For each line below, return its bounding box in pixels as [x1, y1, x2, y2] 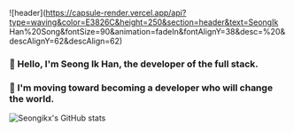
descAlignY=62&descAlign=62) [9, 35, 123, 46]
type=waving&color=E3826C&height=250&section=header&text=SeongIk [9, 17, 279, 27]
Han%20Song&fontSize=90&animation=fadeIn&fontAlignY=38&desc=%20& [9, 27, 286, 36]
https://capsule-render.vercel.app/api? [45, 8, 187, 18]
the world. [9, 92, 55, 105]
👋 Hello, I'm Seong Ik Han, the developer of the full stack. [9, 58, 259, 70]
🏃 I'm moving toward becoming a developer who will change [9, 82, 273, 94]
